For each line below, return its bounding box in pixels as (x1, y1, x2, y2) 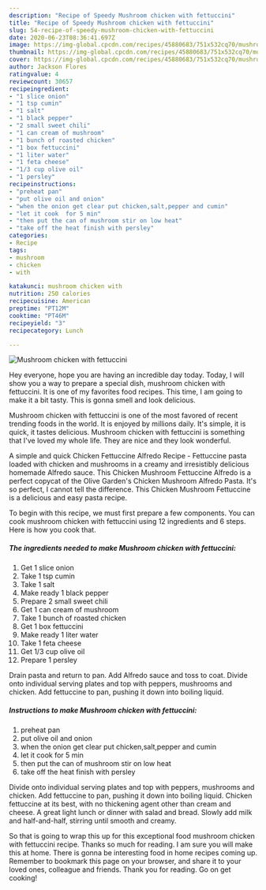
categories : (9, 232, 48, 240)
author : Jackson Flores (9, 63, 88, 71)
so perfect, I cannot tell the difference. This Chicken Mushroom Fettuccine (9, 484, 251, 494)
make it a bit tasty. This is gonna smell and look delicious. (9, 395, 196, 405)
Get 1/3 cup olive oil (20, 647, 85, 656)
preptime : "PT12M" (9, 305, 69, 312)
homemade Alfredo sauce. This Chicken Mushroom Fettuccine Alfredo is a (9, 468, 252, 477)
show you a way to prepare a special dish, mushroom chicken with (9, 379, 226, 388)
